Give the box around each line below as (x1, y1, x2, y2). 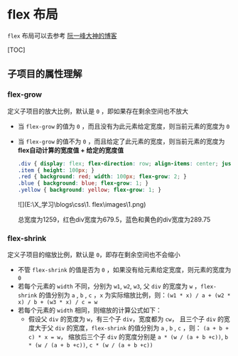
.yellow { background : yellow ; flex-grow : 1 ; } (17, 186, 162, 194)
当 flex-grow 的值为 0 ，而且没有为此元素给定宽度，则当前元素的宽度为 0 (17, 122, 230, 130)
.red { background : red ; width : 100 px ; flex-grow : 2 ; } (17, 173, 187, 180)
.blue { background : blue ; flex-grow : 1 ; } (17, 180, 149, 187)
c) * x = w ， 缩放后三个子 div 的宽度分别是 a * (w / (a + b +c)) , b (28, 333, 229, 341)
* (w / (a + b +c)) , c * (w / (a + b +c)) (28, 340, 153, 349)
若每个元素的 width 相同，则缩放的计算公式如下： (17, 306, 162, 315)
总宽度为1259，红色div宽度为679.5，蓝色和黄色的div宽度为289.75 (17, 215, 211, 224)
